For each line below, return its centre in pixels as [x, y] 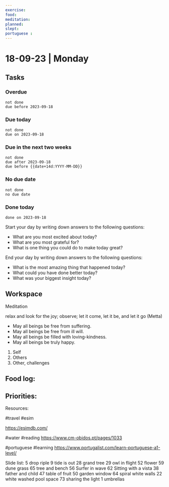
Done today [20, 207]
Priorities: [21, 396]
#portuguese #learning [29, 448]
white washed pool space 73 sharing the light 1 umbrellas [65, 479]
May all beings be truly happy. [44, 342]
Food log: [20, 379]
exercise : [16, 10]
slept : [12, 29]
